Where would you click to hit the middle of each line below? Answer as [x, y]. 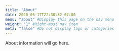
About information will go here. [37, 43]
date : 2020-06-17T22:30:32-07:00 [41, 15]
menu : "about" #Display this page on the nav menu [60, 19]
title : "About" [21, 10]
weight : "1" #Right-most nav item [42, 24]
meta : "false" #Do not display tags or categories [60, 29]
